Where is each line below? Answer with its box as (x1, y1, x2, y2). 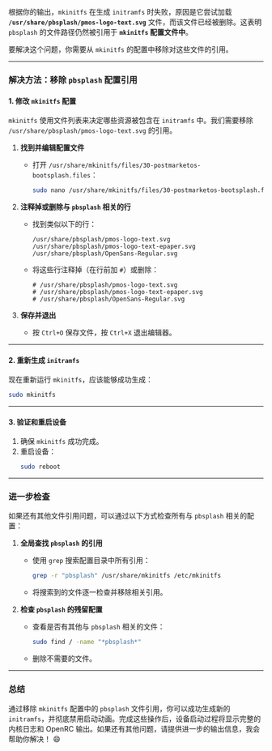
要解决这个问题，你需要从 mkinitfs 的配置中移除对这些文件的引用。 (8, 45, 233, 54)
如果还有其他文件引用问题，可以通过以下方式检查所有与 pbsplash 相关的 (8, 511, 248, 521)
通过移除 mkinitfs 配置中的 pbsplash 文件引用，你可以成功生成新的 (8, 703, 231, 713)
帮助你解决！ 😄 (8, 734, 61, 744)
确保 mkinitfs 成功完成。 (19, 437, 104, 446)
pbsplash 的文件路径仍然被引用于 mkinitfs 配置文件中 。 (8, 28, 193, 36)
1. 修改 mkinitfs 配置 (8, 96, 77, 105)
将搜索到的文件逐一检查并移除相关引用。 (32, 587, 168, 597)
